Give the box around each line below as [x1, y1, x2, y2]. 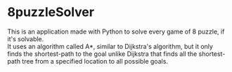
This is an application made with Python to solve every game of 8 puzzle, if [7, 27, 225, 36]
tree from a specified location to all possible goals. [22, 57, 169, 65]
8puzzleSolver [7, 4, 95, 20]
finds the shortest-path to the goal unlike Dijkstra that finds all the [7, 50, 198, 58]
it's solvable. [7, 34, 44, 43]
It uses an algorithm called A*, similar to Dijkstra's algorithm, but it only [7, 42, 213, 50]
